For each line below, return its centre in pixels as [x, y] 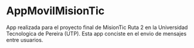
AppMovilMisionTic [56, 11]
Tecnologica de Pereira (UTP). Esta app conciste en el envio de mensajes [96, 33]
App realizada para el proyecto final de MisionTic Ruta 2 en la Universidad [97, 27]
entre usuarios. [25, 40]
